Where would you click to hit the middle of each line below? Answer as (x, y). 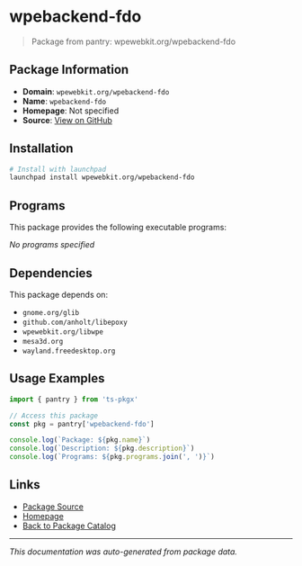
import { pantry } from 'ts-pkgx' (74, 399)
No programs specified (52, 245)
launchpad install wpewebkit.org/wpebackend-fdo (102, 177)
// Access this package (54, 416)
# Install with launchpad (58, 169)
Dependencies (51, 273)
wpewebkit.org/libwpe (62, 332)
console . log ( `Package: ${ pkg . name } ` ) (80, 440)
